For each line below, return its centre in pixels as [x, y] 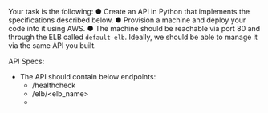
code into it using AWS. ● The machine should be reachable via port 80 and [134, 28]
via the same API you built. [52, 46]
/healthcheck [54, 85]
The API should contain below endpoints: [88, 77]
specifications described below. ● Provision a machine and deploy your [127, 20]
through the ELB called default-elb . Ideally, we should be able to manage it [133, 37]
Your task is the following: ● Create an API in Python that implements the [129, 12]
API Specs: [26, 61]
